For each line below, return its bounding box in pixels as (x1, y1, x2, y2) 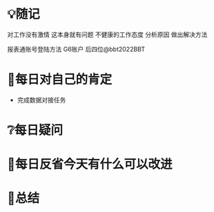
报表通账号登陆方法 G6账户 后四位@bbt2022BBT (7, 45, 146, 53)
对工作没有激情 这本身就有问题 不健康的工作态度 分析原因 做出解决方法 (7, 30, 208, 39)
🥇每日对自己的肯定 (7, 72, 113, 87)
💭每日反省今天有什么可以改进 (7, 156, 173, 172)
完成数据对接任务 (17, 96, 66, 104)
